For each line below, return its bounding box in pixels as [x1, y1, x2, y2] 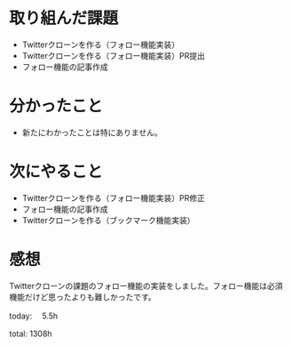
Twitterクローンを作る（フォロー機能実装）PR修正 [21, 192, 206, 203]
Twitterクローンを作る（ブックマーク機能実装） [21, 214, 195, 225]
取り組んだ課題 [9, 8, 119, 28]
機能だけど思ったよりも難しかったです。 [9, 291, 157, 302]
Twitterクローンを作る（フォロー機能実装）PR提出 [21, 50, 206, 60]
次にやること [9, 162, 104, 182]
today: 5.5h [9, 310, 59, 321]
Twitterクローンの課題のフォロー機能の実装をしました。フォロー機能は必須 [9, 280, 283, 291]
